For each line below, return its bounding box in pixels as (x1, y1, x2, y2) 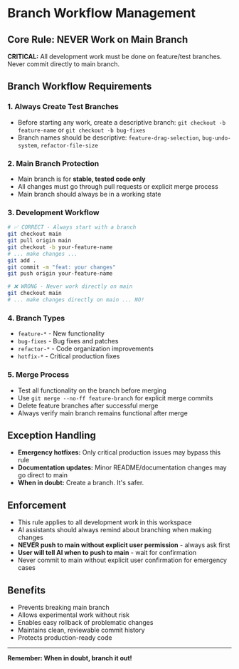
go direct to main (17, 471, 68, 479)
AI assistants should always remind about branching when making (17, 526, 212, 534)
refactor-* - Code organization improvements (17, 344, 154, 353)
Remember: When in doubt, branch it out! (7, 653, 133, 662)
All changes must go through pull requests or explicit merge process (17, 182, 218, 190)
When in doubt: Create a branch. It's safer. (17, 479, 144, 487)
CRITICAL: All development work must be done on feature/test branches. (7, 52, 223, 61)
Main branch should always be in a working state (17, 190, 161, 198)
